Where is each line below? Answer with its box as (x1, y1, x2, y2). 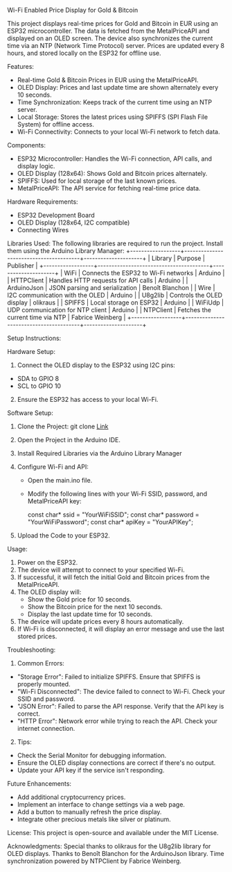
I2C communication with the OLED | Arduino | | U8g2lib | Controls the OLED (7, 291, 223, 299)
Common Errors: (17, 659, 64, 667)
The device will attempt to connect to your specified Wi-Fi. (17, 566, 185, 574)
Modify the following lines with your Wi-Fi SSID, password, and (27, 490, 208, 498)
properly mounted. (17, 680, 71, 688)
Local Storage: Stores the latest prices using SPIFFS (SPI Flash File (17, 113, 208, 121)
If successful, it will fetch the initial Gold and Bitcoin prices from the (17, 573, 210, 581)
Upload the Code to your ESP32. (17, 531, 111, 540)
